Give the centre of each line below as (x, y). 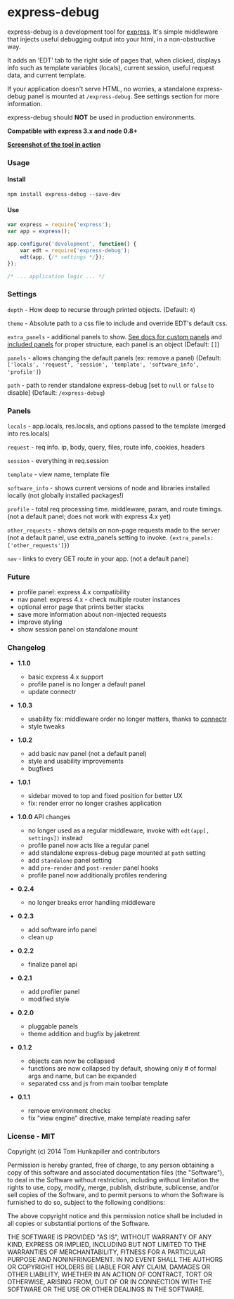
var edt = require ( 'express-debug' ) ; (75, 250)
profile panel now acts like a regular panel (89, 845)
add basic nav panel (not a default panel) (87, 753)
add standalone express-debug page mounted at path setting (117, 853)
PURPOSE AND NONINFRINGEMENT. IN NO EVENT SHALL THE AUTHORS (115, 1259)
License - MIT (31, 1136)
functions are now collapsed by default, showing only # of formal (122, 1068)
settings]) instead (55, 837)
